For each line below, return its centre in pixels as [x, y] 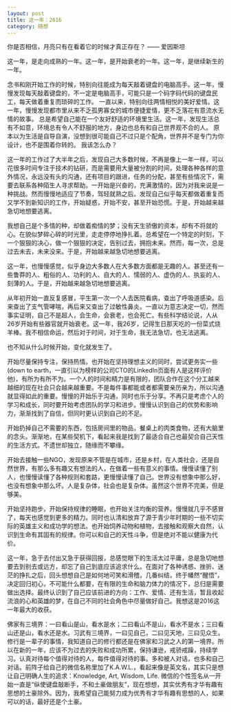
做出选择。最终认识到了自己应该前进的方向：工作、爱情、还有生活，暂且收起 [115, 592]
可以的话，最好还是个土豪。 [46, 702]
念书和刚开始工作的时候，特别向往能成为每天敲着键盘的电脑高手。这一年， [112, 85]
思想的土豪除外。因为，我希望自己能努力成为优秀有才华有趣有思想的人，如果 [115, 693]
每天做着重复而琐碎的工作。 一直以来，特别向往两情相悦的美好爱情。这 [119, 102]
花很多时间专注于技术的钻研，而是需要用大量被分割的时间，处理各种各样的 [112, 168]
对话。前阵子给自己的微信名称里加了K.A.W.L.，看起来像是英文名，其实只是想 [115, 667]
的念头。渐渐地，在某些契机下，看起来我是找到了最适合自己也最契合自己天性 [115, 437]
